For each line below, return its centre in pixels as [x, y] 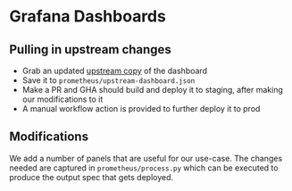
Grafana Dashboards [88, 17]
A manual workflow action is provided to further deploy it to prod [141, 108]
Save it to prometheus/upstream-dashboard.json [108, 80]
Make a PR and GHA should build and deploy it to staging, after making [153, 90]
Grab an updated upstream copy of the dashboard [115, 71]
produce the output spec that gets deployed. [92, 177]
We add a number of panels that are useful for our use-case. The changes [146, 158]
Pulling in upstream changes [90, 50]
